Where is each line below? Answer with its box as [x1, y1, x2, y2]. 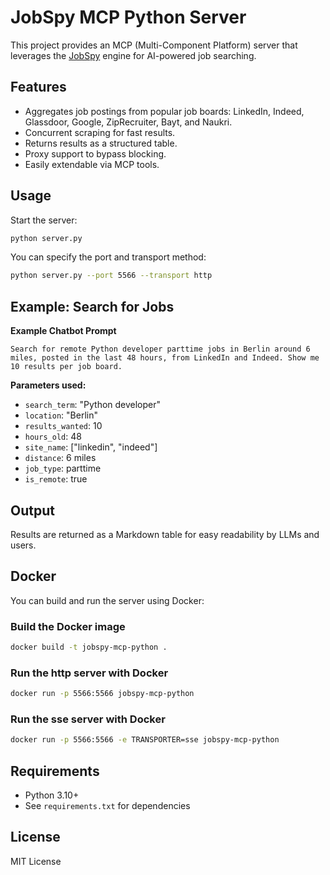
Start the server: [10, 214, 78, 226]
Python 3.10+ [24, 789, 80, 801]
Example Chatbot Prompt [10, 325, 117, 337]
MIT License [10, 855, 62, 867]
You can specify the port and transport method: [10, 251, 207, 263]
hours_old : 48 [24, 431, 82, 443]
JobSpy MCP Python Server [10, 6, 247, 29]
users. [10, 539, 37, 551]
